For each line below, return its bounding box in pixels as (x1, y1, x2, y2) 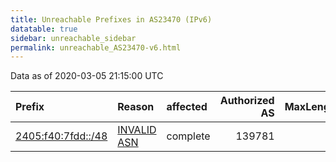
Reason (117, 100, 155, 114)
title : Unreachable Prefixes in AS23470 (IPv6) (10, 14, 213, 25)
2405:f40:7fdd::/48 (15, 129, 108, 143)
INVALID (117, 123, 157, 137)
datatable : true (10, 24, 78, 34)
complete (166, 129, 211, 143)
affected (166, 100, 208, 114)
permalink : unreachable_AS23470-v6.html (10, 42, 182, 53)
